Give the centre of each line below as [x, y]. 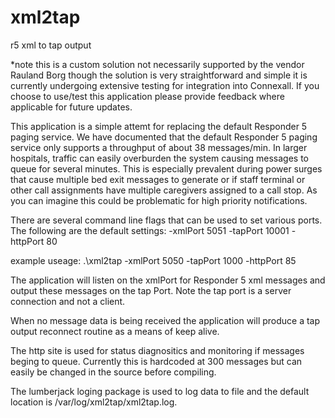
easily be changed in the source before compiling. [113, 372]
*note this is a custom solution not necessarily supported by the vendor [157, 64]
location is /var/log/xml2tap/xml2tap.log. [94, 402]
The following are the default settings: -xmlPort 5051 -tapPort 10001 [150, 230]
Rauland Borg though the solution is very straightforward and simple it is [159, 75]
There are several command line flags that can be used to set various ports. [166, 220]
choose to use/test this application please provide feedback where [147, 96]
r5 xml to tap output [51, 45]
